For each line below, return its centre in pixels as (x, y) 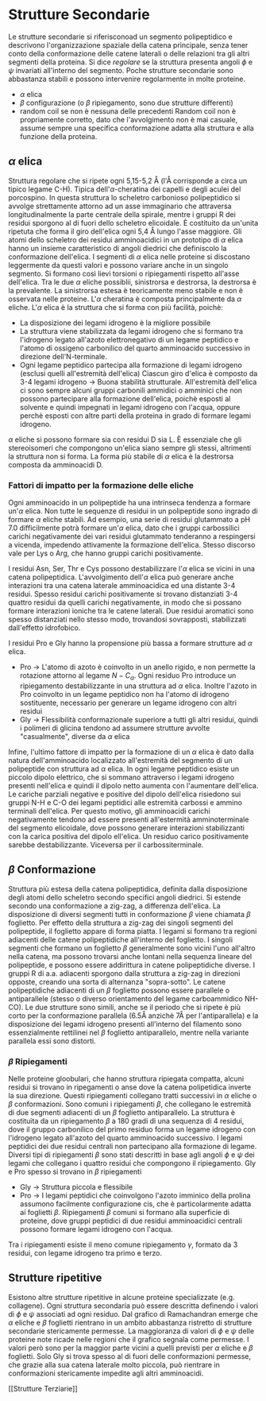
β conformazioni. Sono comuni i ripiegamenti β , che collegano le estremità (130, 1104)
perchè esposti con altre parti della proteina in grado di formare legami (135, 416)
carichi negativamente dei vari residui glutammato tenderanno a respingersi (132, 536)
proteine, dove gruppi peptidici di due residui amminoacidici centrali (131, 1221)
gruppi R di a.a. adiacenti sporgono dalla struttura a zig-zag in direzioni (124, 973)
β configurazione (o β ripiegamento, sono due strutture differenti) (127, 103)
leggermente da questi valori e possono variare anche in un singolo (118, 265)
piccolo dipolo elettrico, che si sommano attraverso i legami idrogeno (121, 777)
